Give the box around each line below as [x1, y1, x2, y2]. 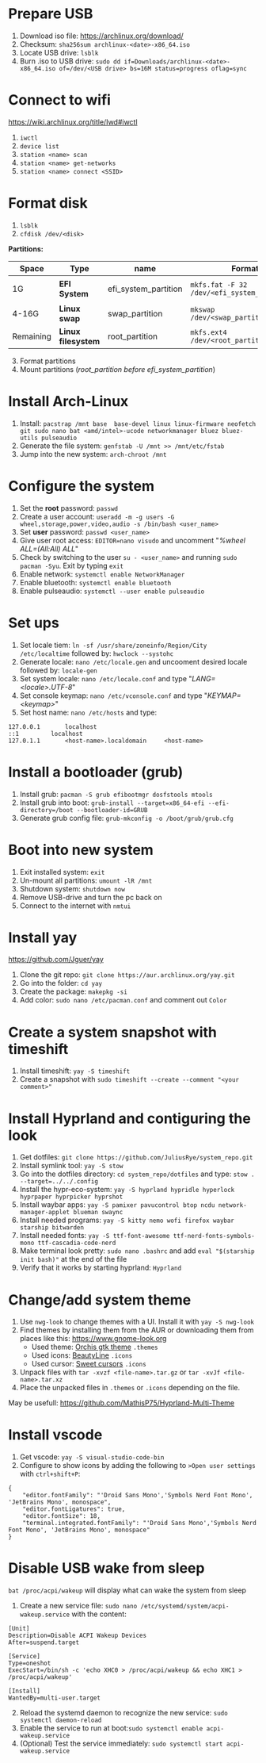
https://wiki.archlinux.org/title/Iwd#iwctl [8, 117, 138, 127]
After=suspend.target [8, 1638, 80, 1646]
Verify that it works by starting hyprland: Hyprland [19, 1263, 182, 1273]
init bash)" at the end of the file [19, 1255, 127, 1264]
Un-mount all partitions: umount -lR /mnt [19, 876, 153, 885]
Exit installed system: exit [19, 867, 105, 876]
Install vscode [8, 1426, 103, 1444]
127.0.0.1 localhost [8, 722, 97, 730]
